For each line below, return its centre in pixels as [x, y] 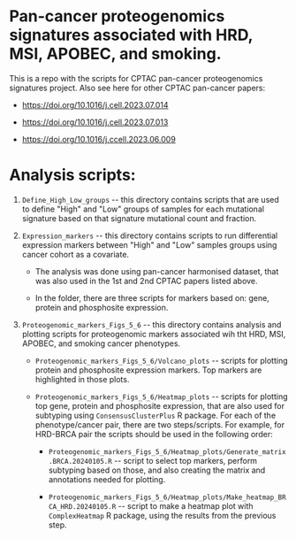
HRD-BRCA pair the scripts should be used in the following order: [154, 434]
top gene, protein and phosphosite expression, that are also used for [160, 405]
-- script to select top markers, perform [186, 460]
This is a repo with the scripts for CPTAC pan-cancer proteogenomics [136, 78]
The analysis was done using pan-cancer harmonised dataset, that [157, 271]
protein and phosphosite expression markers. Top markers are [148, 370]
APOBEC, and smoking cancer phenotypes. [101, 343]
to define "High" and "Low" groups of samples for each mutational [143, 209]
